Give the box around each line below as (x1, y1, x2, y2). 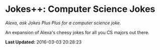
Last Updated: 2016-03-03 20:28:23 (5, 39, 82, 45)
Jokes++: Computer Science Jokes (5, 3, 155, 15)
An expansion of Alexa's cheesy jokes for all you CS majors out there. (5, 29, 149, 35)
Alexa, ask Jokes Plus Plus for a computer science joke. (5, 20, 121, 26)
